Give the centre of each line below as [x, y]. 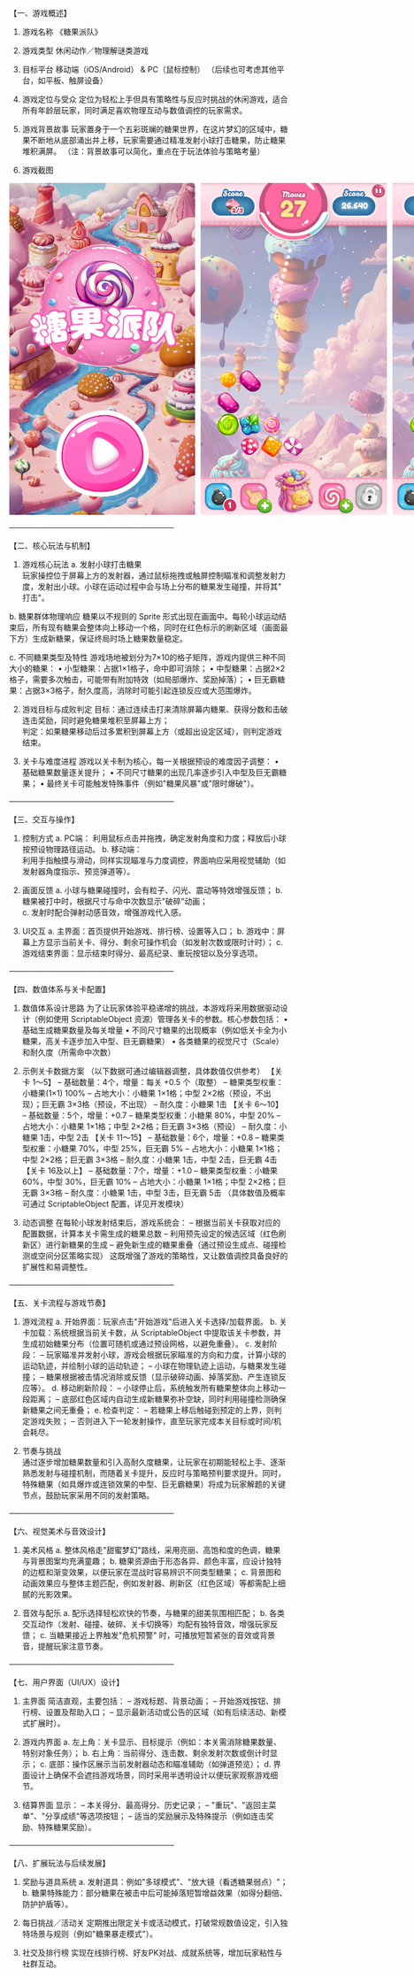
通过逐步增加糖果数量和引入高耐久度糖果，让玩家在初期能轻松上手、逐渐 [153, 1462]
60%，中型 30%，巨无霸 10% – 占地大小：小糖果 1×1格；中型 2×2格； [150, 1181]
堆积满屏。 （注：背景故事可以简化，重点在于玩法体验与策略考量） [143, 151]
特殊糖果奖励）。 [67, 1827]
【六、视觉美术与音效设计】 [60, 1531]
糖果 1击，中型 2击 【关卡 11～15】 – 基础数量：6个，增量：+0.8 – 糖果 [149, 1137]
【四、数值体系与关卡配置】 [60, 989]
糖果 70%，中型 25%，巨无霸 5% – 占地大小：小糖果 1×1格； [172, 1148]
